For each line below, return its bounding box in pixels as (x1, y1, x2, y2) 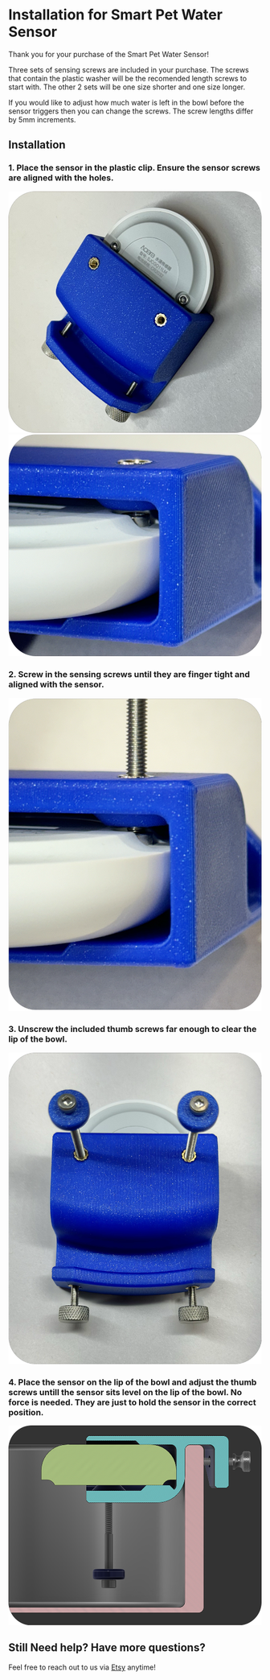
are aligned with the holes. (8, 172, 114, 184)
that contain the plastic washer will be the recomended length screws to (8, 73, 247, 83)
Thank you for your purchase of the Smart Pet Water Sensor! (8, 49, 210, 59)
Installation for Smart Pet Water (8, 6, 223, 24)
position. (8, 1407, 44, 1418)
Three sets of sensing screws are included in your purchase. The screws (8, 64, 249, 74)
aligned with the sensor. (8, 679, 104, 690)
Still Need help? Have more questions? (8, 1641, 207, 1655)
